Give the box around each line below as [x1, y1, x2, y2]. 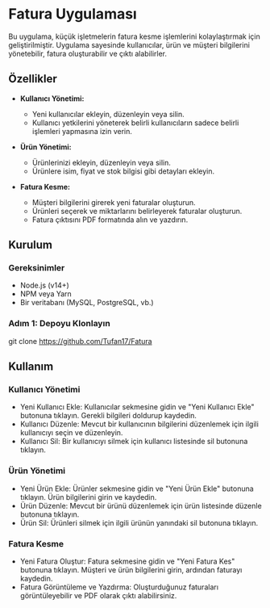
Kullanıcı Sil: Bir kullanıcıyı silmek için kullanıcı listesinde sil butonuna [19, 437, 248, 447]
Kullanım [8, 360, 54, 374]
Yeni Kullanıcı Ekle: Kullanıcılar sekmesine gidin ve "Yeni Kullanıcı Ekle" [19, 402, 255, 412]
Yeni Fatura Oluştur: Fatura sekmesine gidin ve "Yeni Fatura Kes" [19, 556, 235, 566]
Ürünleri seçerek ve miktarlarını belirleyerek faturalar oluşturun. [31, 206, 243, 216]
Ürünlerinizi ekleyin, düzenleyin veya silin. [31, 157, 172, 167]
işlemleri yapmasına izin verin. [31, 126, 133, 136]
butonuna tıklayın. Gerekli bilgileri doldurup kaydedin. [19, 411, 197, 421]
